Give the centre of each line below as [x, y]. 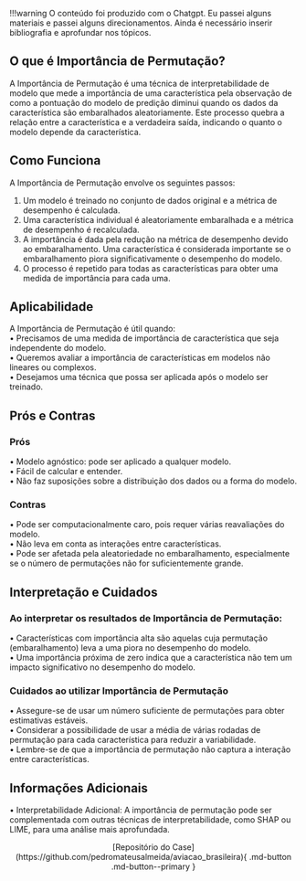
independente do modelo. [58, 348]
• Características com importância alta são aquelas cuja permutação [138, 638]
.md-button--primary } [153, 866]
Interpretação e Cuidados [84, 592]
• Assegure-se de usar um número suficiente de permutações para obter [147, 711]
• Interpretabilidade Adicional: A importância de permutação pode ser [141, 810]
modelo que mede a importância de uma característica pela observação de [151, 93]
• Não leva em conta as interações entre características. [116, 544]
